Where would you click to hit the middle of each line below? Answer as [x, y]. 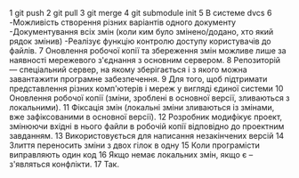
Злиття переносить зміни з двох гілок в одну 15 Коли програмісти [135, 145]
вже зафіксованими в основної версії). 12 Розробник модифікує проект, [146, 117]
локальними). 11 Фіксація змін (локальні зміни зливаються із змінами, [142, 107]
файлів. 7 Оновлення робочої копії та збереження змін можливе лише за [148, 51]
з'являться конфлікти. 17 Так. [65, 164]
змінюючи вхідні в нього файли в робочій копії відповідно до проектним [147, 126]
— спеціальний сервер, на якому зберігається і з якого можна [128, 69]
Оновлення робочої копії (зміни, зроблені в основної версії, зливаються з [149, 98]
